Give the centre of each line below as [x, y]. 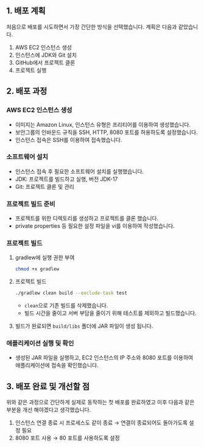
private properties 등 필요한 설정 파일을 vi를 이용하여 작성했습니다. [95, 226]
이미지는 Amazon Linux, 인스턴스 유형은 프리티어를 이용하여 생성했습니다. [103, 124]
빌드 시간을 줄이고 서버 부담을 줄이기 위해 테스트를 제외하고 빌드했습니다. [110, 313]
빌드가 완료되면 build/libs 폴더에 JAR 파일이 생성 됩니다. [84, 326]
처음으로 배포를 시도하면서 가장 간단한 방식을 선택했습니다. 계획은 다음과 [92, 27]
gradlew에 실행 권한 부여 [45, 258]
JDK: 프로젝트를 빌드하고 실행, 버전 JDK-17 [66, 179]
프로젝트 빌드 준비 [31, 204]
